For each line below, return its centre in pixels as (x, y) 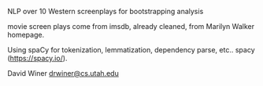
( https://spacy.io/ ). (37, 58)
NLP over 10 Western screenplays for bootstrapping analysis (106, 11)
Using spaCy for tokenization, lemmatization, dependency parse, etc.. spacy (131, 50)
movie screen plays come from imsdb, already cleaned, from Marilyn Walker (131, 26)
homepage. (26, 35)
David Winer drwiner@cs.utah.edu (63, 73)
